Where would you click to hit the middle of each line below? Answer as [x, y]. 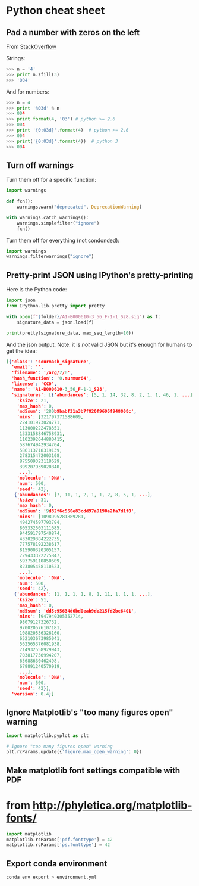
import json [21, 301]
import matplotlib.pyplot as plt [48, 736]
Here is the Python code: [37, 290]
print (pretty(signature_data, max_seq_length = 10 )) [70, 333]
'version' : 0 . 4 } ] [33, 694]
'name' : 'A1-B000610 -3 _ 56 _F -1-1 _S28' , [60, 389]
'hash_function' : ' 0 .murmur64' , [52, 378]
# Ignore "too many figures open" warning [59, 746]
